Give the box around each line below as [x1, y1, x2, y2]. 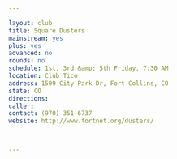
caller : [8, 102, 35, 110]
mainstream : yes [8, 34, 63, 42]
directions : [8, 94, 49, 102]
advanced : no [8, 49, 53, 58]
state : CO [8, 87, 42, 95]
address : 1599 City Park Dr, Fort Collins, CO [8, 79, 169, 88]
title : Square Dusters [8, 26, 85, 35]
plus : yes [8, 41, 42, 49]
